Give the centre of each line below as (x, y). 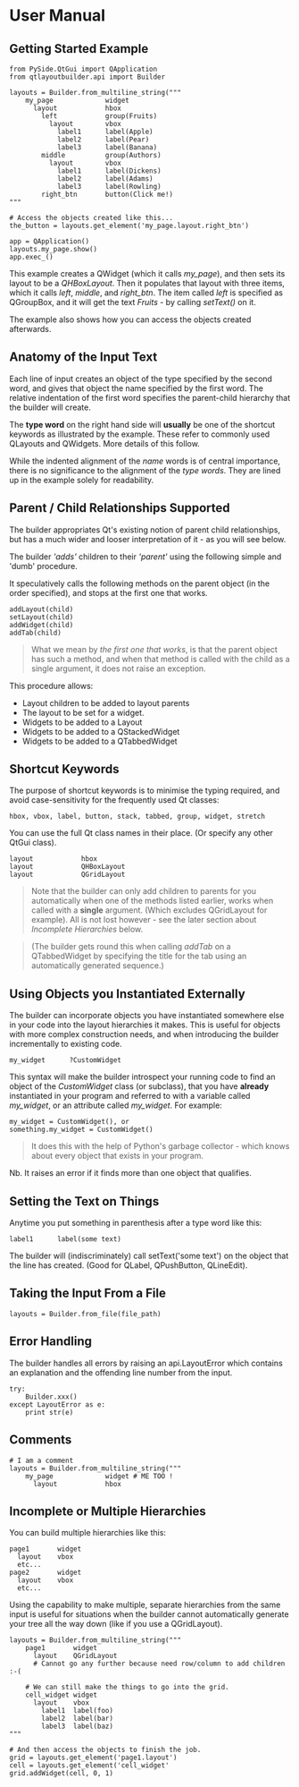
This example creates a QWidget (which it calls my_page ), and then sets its (147, 273)
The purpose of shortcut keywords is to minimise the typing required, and (145, 791)
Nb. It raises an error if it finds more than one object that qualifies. (130, 1173)
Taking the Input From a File (88, 1293)
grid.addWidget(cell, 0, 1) (62, 1774)
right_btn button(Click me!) (108, 194)
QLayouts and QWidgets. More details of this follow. (105, 443)
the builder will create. (50, 407)
